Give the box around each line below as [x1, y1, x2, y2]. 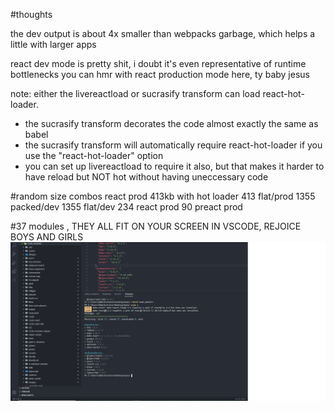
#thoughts [10, 9, 53, 20]
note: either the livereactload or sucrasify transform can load [10, 88, 261, 99]
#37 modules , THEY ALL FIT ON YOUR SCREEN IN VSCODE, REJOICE [10, 220, 302, 232]
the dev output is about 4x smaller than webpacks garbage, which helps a [10, 28, 316, 39]
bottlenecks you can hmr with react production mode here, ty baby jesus [10, 69, 310, 80]
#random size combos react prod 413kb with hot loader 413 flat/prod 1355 [10, 190, 316, 202]
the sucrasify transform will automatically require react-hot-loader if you [24, 139, 323, 151]
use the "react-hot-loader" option [24, 150, 164, 161]
